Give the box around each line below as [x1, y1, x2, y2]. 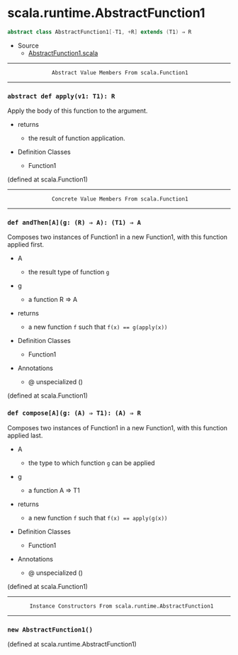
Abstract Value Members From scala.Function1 [52, 69, 189, 76]
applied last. [7, 431, 43, 440]
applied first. [7, 240, 45, 249]
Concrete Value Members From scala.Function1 [52, 196, 189, 203]
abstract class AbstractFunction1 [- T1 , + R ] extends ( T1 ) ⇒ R [7, 28, 192, 35]
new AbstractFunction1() [7, 625, 93, 634]
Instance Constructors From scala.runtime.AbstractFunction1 [29, 603, 214, 610]
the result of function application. [28, 134, 125, 142]
